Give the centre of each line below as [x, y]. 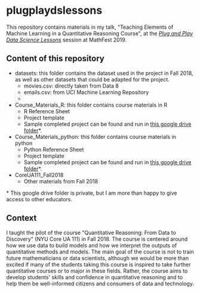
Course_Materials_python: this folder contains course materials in [96, 137]
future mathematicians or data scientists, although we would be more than [98, 258]
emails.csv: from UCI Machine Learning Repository [86, 92]
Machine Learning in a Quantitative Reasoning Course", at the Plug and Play [99, 33]
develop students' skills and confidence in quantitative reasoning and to [95, 277]
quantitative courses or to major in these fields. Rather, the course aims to [97, 271]
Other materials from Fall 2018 [61, 181]
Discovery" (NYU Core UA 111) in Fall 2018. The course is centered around [97, 239]
